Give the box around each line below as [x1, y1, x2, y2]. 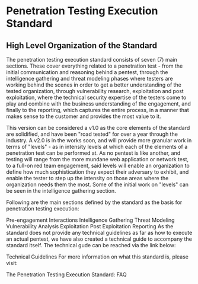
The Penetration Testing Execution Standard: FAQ [6, 271, 127, 278]
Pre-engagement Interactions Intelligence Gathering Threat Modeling [6, 216, 175, 224]
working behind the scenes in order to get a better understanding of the [6, 81, 182, 88]
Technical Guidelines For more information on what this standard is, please [6, 253, 189, 260]
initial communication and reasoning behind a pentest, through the [6, 69, 168, 75]
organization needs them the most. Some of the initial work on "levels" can [6, 181, 189, 188]
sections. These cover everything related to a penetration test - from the [6, 62, 183, 69]
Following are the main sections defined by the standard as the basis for [6, 199, 183, 206]
